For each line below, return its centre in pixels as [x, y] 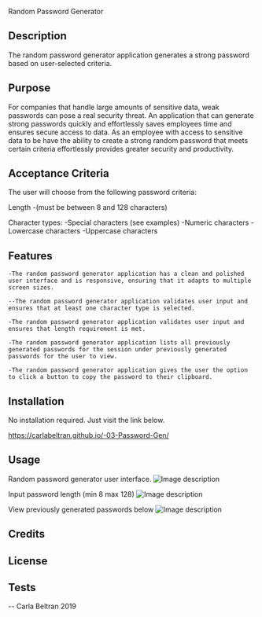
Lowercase [26, 231]
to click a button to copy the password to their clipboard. [111, 377]
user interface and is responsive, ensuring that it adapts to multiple [130, 281]
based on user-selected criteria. [60, 63]
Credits [27, 534]
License [28, 561]
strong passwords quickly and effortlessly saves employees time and [120, 123]
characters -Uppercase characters [101, 231]
